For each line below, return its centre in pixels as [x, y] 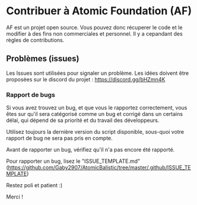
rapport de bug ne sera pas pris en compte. [59, 138]
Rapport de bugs [31, 94]
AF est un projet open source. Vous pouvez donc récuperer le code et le [94, 27]
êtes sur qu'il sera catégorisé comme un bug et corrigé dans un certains [94, 114]
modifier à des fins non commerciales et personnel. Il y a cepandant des [94, 33]
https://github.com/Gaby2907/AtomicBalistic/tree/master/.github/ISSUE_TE [99, 168]
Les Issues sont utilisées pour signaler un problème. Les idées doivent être [97, 73]
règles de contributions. [35, 40]
